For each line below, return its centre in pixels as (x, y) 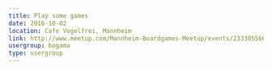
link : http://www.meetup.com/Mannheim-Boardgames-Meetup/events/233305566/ (139, 38)
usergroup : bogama (39, 46)
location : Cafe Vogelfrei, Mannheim (70, 31)
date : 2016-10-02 (38, 23)
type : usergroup (36, 53)
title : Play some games (49, 16)
